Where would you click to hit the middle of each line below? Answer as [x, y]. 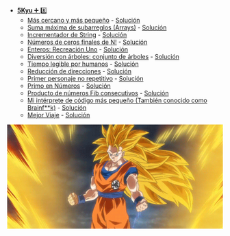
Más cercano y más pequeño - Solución [84, 20]
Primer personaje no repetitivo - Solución [85, 79]
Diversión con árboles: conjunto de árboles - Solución [103, 57]
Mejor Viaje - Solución [59, 115]
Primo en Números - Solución [69, 86]
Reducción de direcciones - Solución [79, 71]
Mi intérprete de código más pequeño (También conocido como [117, 100]
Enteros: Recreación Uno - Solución [78, 49]
